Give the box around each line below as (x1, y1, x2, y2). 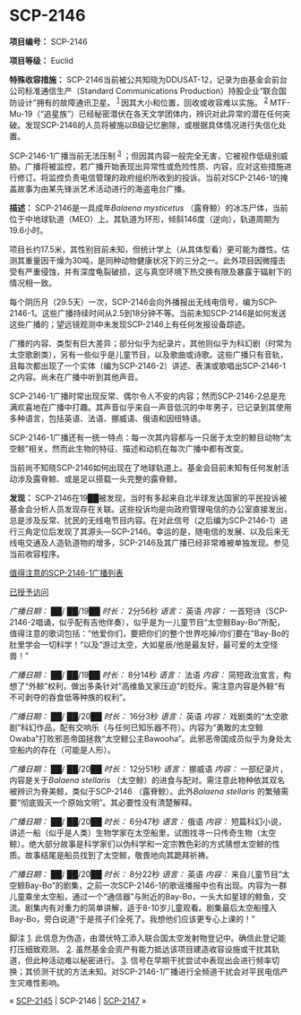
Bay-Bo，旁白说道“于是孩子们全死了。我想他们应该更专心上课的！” (9, 914, 255, 925)
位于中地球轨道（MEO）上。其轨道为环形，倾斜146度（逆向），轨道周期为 (9, 214, 280, 225)
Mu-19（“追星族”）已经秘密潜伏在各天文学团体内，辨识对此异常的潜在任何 (9, 108, 283, 119)
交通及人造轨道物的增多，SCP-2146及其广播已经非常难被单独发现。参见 (24, 538, 289, 548)
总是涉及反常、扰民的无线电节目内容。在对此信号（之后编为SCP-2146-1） (9, 515, 280, 526)
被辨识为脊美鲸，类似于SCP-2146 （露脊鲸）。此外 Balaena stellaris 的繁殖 (9, 786, 281, 797)
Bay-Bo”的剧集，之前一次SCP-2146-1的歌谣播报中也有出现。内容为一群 (24, 880, 288, 891)
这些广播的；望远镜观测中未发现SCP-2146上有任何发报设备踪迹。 (9, 319, 251, 330)
